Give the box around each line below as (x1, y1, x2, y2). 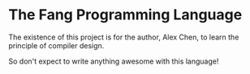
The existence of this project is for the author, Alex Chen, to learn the (8, 32, 239, 42)
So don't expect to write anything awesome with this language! (8, 56, 219, 66)
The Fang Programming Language (8, 6, 243, 24)
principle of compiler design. (8, 40, 105, 50)
